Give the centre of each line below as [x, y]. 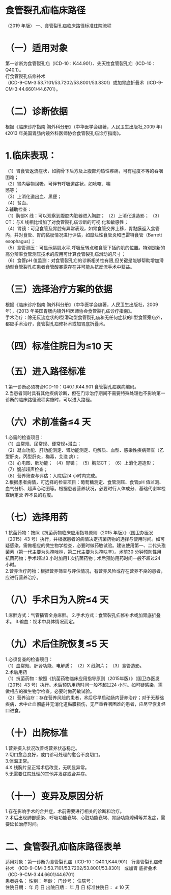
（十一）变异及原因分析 [54, 796]
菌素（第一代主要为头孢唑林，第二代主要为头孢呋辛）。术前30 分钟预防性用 [83, 552]
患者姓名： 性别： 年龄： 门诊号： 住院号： [50, 881]
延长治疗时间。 [25, 824]
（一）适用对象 [37, 48]
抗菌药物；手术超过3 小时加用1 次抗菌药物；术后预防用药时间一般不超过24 [83, 558]
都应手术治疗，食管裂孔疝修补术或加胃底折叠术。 [56, 323]
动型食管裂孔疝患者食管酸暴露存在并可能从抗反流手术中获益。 [70, 267]
